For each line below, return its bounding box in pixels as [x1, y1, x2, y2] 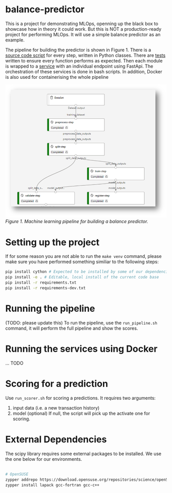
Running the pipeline [5, 303, 95, 314]
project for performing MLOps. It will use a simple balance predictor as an [5, 31, 161, 37]
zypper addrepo [5, 477, 38, 482]
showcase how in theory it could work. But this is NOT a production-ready [5, 26, 162, 32]
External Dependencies [5, 434, 107, 445]
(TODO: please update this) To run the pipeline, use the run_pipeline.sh [5, 319, 158, 326]
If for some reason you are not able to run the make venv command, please [5, 253, 162, 260]
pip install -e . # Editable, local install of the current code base [5, 275, 159, 280]
